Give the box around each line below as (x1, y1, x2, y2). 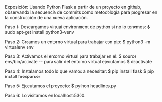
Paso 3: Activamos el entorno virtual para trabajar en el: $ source (5, 53, 137, 59)
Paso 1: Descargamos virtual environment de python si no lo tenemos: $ (5, 24, 151, 30)
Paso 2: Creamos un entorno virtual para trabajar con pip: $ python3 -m (5, 39, 151, 45)
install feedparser (5, 74, 41, 79)
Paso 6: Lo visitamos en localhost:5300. (5, 93, 86, 98)
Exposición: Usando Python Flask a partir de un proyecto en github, (5, 4, 142, 10)
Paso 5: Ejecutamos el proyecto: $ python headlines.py (5, 83, 116, 89)
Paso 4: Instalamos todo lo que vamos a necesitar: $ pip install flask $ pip (5, 68, 154, 74)
